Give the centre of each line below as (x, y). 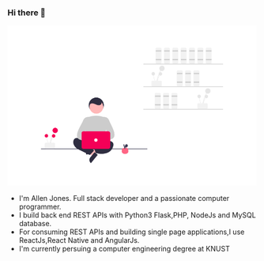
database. (35, 223)
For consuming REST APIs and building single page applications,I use (132, 232)
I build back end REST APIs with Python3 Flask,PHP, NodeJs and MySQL (137, 215)
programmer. (40, 206)
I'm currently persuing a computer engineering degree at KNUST (124, 248)
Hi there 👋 (27, 13)
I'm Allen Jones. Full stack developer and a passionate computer (124, 198)
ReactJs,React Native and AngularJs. (79, 240)
